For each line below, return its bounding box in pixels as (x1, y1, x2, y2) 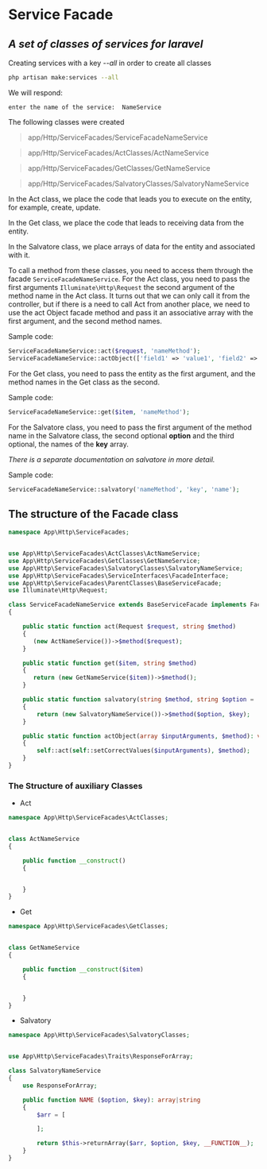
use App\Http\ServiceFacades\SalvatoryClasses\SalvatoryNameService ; (8, 564, 244, 573)
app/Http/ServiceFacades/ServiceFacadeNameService (27, 133, 208, 142)
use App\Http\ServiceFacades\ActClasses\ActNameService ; (8, 550, 201, 557)
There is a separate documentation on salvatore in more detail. (8, 454, 215, 464)
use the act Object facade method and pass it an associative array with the (8, 307, 253, 317)
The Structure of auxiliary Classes (8, 780, 143, 791)
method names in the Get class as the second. (8, 377, 161, 387)
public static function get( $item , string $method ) (22, 659, 197, 667)
